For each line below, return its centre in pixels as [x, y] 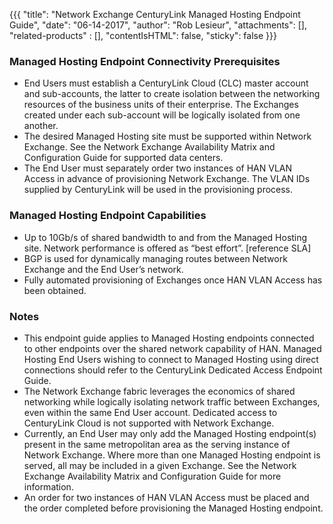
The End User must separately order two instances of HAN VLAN [158, 168]
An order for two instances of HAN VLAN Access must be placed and [166, 497]
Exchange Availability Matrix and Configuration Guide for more [152, 476]
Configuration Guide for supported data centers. [123, 158]
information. [48, 486]
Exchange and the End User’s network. [103, 269]
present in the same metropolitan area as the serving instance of [157, 444]
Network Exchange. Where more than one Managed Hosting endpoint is [172, 455]
